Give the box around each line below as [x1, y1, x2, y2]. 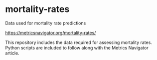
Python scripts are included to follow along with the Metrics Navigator [5, 44, 149, 50]
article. [5, 50, 19, 56]
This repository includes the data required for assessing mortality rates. [5, 39, 152, 45]
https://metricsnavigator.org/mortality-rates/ [5, 29, 96, 35]
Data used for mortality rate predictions [5, 20, 86, 26]
